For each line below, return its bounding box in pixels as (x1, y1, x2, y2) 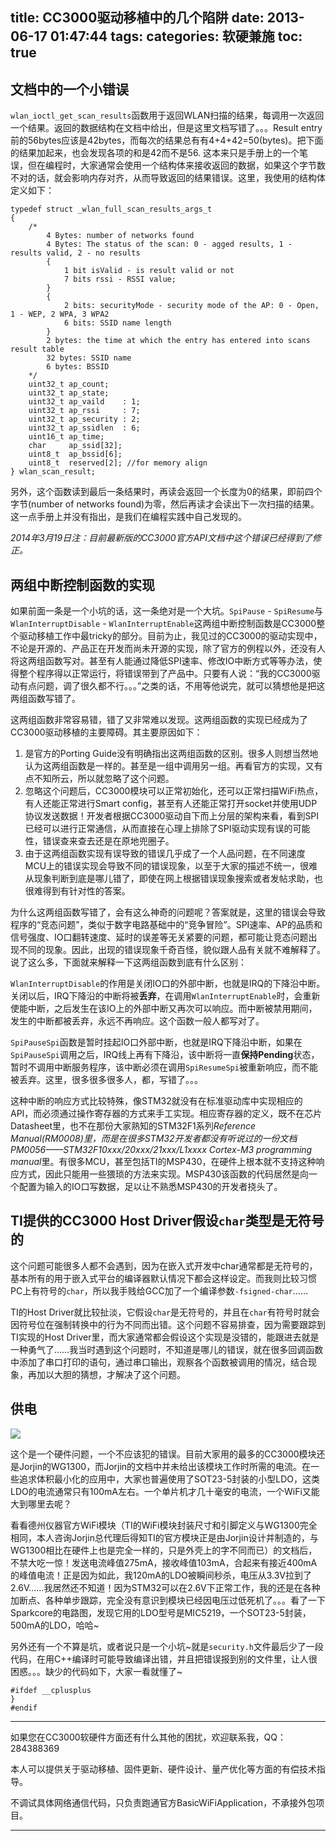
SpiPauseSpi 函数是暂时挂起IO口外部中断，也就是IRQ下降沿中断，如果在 (10, 1036, 303, 1048)
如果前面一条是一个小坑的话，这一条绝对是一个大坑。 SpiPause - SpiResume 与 (10, 605, 324, 617)
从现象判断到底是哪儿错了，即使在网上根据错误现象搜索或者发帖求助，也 (24, 873, 323, 885)
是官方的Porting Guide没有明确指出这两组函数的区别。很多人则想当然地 (24, 748, 319, 760)
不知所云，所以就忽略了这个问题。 (33, 773, 175, 785)
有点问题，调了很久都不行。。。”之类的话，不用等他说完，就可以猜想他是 (18, 680, 308, 692)
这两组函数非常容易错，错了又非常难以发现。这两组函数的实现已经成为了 (10, 714, 308, 726)
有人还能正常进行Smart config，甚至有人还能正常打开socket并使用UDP (24, 798, 318, 810)
